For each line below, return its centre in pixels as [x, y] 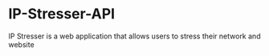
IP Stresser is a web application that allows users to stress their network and [134, 36]
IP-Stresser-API [61, 14]
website [21, 44]
